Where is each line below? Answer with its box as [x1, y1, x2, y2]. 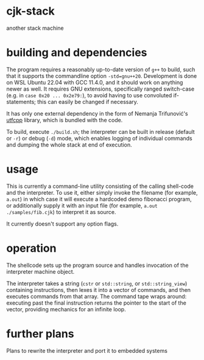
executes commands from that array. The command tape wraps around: [6, 292, 187, 300]
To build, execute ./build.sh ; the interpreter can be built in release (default [6, 128, 195, 135]
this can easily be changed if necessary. [37, 98, 139, 105]
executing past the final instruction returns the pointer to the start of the [6, 299, 187, 306]
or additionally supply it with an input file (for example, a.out [6, 202, 158, 209]
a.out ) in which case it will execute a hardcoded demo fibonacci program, [6, 195, 192, 202]
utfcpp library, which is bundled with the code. [6, 116, 123, 123]
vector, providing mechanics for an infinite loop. [6, 305, 126, 313]
